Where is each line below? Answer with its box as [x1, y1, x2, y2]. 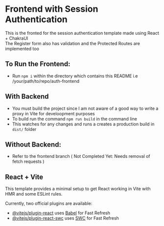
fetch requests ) [12, 158, 45, 165]
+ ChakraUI [5, 35, 28, 41]
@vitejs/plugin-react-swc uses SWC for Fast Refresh [12, 215, 119, 221]
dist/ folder [12, 126, 37, 132]
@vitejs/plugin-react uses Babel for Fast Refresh [12, 210, 111, 216]
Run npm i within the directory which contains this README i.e [12, 73, 138, 79]
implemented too [5, 46, 39, 51]
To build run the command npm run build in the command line [12, 116, 137, 122]
